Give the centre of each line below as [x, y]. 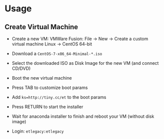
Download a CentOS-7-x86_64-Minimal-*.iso [57, 53]
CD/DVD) [21, 68]
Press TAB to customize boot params [50, 88]
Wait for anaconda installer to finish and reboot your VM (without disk [83, 116]
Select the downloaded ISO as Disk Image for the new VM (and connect [85, 63]
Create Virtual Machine [41, 27]
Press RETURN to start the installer [47, 107]
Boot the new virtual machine [42, 78]
